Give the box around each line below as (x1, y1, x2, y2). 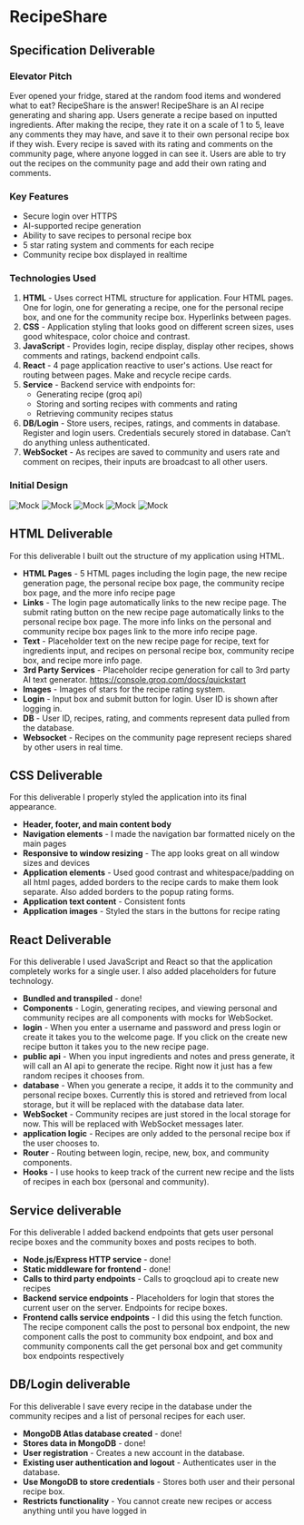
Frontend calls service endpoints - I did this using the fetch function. (22, 1312, 283, 1323)
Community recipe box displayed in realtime (22, 250, 188, 261)
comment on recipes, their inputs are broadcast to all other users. (22, 457, 268, 467)
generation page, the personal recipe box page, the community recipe (22, 577, 285, 588)
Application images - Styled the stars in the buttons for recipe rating (22, 906, 280, 917)
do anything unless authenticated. (22, 438, 151, 448)
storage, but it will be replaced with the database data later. (22, 1099, 245, 1110)
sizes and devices (22, 858, 91, 869)
